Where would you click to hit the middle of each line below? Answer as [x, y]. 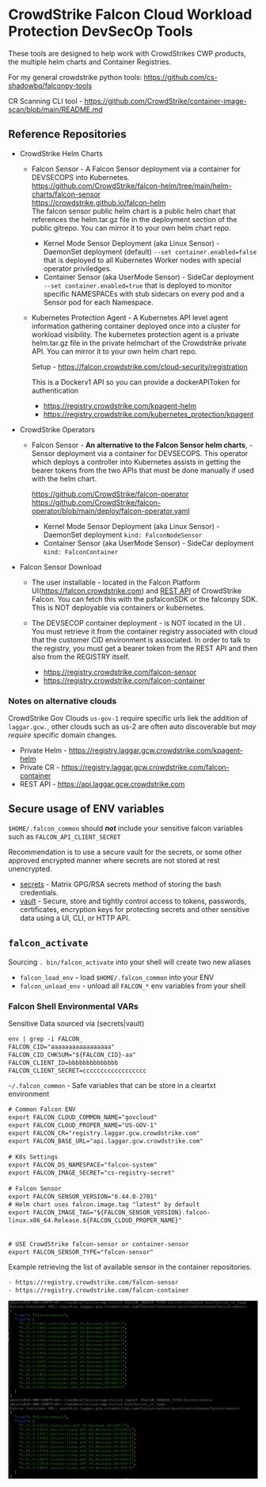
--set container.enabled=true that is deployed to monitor [138, 285]
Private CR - [40, 768]
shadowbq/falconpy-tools [50, 86]
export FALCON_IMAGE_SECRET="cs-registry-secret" [92, 1173]
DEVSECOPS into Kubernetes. [80, 177]
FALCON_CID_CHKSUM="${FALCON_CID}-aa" [72, 1055]
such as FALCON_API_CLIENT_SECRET [65, 836]
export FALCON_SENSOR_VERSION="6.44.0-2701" [83, 1196]
